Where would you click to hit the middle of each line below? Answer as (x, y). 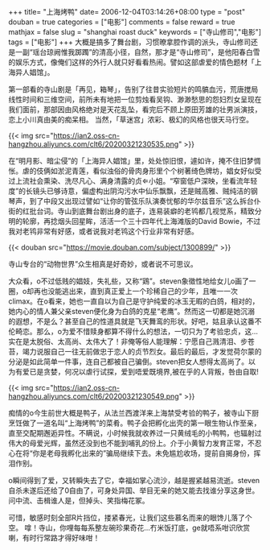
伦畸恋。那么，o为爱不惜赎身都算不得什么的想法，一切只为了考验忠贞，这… (133, 331)
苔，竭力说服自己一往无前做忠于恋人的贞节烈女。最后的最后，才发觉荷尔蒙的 (135, 352)
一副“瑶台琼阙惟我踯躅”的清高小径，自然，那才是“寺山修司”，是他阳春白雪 (137, 52)
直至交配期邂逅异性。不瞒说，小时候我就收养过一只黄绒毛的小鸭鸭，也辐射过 (135, 433)
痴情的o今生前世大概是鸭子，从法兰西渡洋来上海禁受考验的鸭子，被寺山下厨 (134, 413)
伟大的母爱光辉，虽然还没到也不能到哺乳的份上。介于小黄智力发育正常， (128, 443)
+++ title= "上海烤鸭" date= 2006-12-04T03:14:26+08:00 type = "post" (127, 12)
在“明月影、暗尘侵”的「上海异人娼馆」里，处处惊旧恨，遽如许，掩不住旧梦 (131, 161)
